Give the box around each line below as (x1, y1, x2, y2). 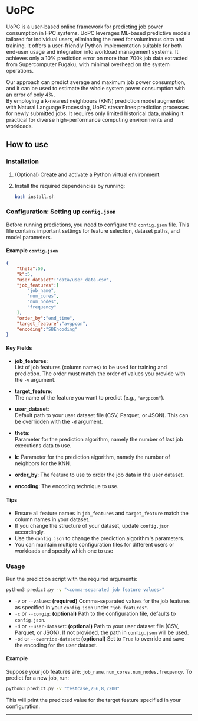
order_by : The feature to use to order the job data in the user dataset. (14, 471, 184, 479)
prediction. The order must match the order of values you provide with (14, 370, 186, 377)
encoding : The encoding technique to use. (14, 483, 119, 490)
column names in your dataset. (14, 515, 90, 523)
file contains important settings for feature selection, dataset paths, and (6, 227, 180, 234)
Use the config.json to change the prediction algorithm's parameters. (14, 534, 184, 541)
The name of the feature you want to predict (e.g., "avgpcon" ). (14, 394, 165, 401)
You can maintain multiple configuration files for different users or (14, 541, 175, 548)
